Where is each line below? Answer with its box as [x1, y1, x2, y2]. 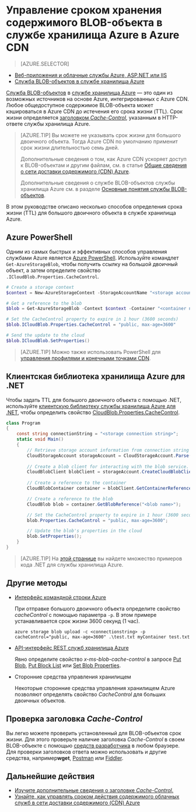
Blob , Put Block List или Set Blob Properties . [14, 661, 121, 668]
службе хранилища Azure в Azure [6, 29, 180, 42]
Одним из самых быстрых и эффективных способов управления [6, 248, 167, 255]
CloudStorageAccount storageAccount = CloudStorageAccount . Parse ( [27, 452, 192, 459]
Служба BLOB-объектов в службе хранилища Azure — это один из [6, 89, 173, 96]
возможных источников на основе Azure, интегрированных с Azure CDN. [6, 95, 190, 103]
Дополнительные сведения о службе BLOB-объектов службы [20, 179, 176, 186]
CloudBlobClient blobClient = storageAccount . [27, 469, 142, 475]
